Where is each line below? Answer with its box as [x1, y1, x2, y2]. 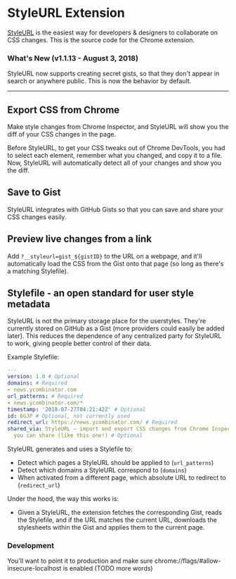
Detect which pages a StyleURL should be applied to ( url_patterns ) [17, 459, 214, 467]
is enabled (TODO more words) [63, 564, 153, 573]
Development [7, 541, 55, 551]
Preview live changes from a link [7, 233, 152, 245]
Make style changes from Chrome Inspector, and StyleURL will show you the [7, 123, 229, 131]
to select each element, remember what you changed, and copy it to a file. [7, 151, 223, 160]
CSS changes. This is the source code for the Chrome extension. [7, 35, 195, 44]
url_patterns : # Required [7, 392, 83, 399]
